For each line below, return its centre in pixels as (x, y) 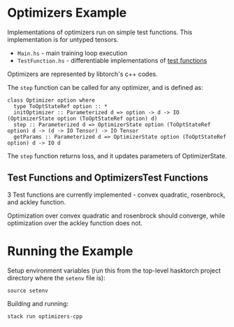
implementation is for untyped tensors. (63, 39)
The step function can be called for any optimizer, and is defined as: (105, 87)
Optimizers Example (67, 13)
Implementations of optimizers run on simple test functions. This (100, 32)
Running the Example (71, 251)
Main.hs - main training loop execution (72, 53)
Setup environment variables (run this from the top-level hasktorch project (114, 271)
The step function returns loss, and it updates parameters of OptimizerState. (117, 155)
